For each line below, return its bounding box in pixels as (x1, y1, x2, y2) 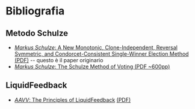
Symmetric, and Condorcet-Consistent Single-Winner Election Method (14, 50, 189, 57)
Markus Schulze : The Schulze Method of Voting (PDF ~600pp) (14, 63, 170, 70)
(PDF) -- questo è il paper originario (14, 57, 104, 63)
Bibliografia (5, 4, 65, 18)
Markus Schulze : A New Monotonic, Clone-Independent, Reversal (14, 44, 178, 51)
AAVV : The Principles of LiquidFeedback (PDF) (14, 96, 131, 103)
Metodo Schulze (5, 28, 69, 38)
